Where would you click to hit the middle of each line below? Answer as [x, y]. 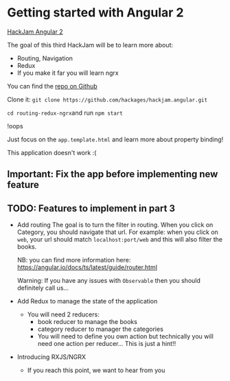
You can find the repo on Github [52, 86]
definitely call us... [43, 288]
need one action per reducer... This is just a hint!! [107, 344]
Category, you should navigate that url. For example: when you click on [117, 232]
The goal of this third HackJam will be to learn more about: [90, 45]
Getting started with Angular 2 [95, 13]
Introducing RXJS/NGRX [51, 357]
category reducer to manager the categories [100, 329]
